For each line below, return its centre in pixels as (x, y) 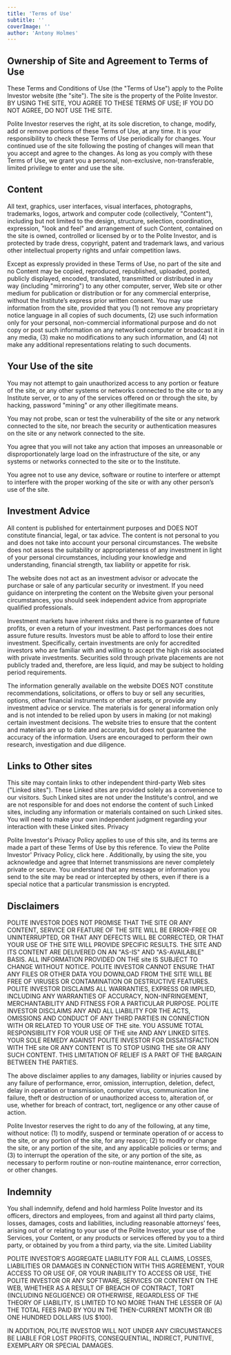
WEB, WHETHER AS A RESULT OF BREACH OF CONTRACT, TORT (101, 1288)
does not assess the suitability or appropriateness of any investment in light (114, 550)
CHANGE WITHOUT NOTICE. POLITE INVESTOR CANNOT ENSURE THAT (111, 967)
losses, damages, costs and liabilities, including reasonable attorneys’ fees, (114, 1223)
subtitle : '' (26, 20)
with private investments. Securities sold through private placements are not (115, 657)
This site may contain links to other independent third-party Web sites (106, 783)
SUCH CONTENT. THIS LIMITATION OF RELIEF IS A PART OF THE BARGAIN (114, 1055)
